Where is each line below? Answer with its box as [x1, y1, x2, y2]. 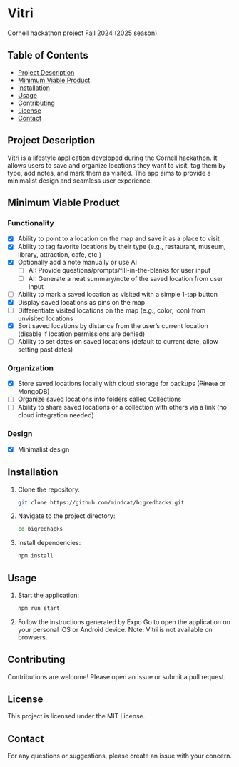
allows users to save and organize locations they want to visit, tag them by [7, 161, 226, 169]
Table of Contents [7, 49, 89, 61]
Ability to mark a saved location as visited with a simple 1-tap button [17, 290, 218, 298]
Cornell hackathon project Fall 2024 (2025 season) [7, 29, 158, 37]
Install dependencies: [17, 539, 81, 547]
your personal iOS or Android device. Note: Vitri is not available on [17, 625, 213, 634]
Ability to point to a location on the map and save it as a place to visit [17, 234, 220, 243]
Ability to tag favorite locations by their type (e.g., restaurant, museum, [17, 243, 226, 251]
